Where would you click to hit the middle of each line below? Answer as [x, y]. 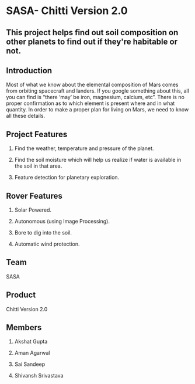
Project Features [37, 134]
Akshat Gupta [31, 342]
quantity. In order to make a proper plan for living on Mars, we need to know [97, 110]
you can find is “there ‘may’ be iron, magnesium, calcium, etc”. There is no [95, 97]
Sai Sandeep [30, 364]
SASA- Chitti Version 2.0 [67, 11]
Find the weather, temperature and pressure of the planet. [84, 148]
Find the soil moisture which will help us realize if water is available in [98, 160]
